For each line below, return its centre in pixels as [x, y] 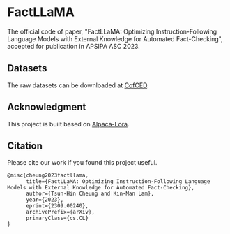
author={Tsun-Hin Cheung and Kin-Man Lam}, [90, 194]
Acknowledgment [47, 107]
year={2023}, [45, 200]
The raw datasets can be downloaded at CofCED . [78, 85]
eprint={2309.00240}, [57, 206]
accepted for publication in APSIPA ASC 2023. [74, 46]
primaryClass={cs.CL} [57, 218]
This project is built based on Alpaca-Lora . [68, 124]
